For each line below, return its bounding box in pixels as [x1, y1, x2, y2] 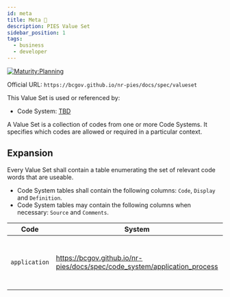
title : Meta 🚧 [7, 16, 48, 23]
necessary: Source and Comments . [16, 208, 110, 216]
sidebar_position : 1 [7, 29, 66, 36]
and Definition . [16, 193, 63, 202]
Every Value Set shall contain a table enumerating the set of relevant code [7, 165, 216, 174]
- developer [13, 49, 48, 56]
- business [13, 42, 44, 49]
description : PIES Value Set [7, 23, 90, 29]
